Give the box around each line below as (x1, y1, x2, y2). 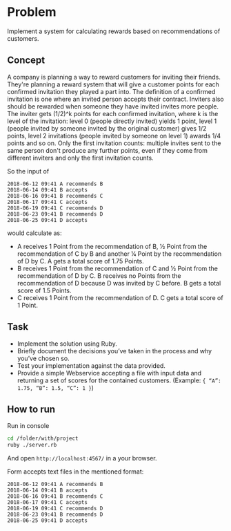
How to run (7, 403, 56, 415)
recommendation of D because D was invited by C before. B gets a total (17, 279, 221, 287)
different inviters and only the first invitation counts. (7, 153, 154, 162)
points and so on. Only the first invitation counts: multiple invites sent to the (7, 139, 221, 147)
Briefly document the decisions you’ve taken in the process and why (17, 346, 212, 355)
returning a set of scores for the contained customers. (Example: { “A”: (17, 376, 222, 384)
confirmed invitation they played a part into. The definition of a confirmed (7, 87, 216, 95)
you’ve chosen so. (17, 354, 70, 362)
